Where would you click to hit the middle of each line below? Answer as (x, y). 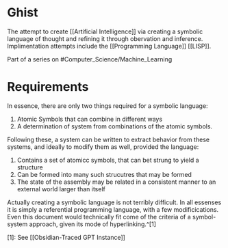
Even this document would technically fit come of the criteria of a (99, 217)
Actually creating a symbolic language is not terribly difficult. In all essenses (114, 202)
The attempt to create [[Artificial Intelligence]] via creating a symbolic (105, 31)
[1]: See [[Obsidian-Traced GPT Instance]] (66, 237)
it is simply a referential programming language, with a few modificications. (113, 209)
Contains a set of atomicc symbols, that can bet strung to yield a (108, 160)
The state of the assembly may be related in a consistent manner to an (116, 182)
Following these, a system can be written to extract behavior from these (109, 139)
